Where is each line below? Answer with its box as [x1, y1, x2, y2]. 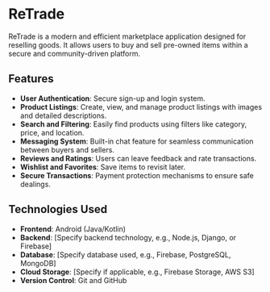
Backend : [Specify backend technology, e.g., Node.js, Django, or [19, 232, 236, 242]
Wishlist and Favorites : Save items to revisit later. [19, 162, 186, 172]
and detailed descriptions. [19, 111, 107, 120]
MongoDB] [19, 258, 56, 268]
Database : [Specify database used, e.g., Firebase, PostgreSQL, [19, 249, 231, 259]
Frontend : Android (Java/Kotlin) [19, 223, 127, 234]
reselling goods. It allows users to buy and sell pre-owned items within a [8, 40, 248, 49]
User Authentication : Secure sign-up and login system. [19, 94, 206, 103]
